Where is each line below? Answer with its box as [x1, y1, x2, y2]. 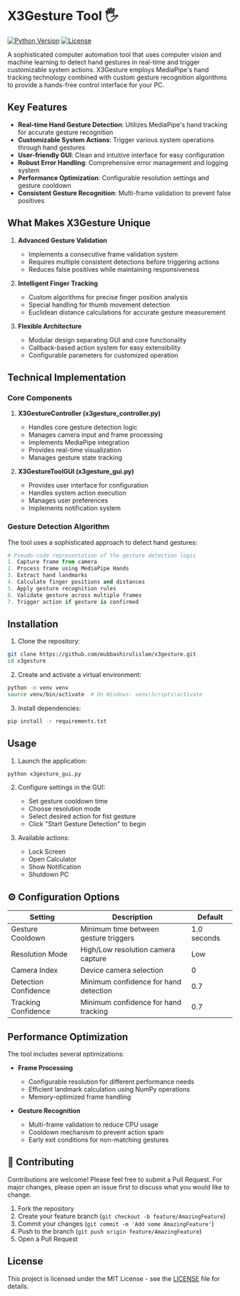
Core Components [7, 392, 73, 402]
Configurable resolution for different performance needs [28, 1077, 195, 1086]
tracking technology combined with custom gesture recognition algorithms [7, 73, 227, 81]
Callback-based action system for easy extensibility [28, 343, 181, 352]
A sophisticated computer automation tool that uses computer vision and [7, 50, 221, 59]
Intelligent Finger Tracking [17, 279, 99, 287]
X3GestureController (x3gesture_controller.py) [17, 409, 161, 417]
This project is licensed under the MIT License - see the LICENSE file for [7, 1274, 220, 1282]
